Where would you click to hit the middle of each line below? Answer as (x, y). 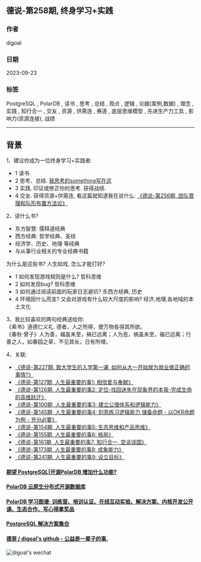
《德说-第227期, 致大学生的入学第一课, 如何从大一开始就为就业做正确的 (102, 367)
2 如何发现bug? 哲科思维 (45, 284)
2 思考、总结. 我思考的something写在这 (63, 181)
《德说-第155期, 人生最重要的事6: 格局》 (64, 435)
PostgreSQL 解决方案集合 (38, 524)
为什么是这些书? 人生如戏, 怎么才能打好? (56, 264)
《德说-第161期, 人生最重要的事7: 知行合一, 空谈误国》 (81, 442)
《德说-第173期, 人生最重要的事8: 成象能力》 (69, 450)
